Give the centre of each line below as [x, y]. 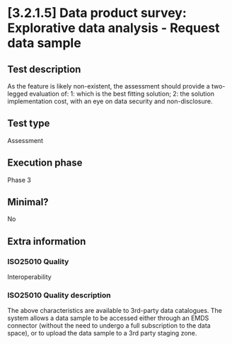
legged [18, 94]
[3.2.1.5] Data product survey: [97, 13]
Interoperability [29, 277]
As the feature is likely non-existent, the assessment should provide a [109, 86]
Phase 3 [19, 180]
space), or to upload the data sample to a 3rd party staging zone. [102, 333]
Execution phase [45, 163]
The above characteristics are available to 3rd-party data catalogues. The [115, 311]
